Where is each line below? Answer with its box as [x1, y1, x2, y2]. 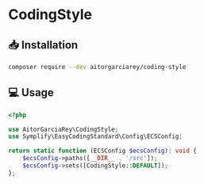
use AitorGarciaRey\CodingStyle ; [8, 125, 119, 133]
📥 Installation [8, 38, 79, 52]
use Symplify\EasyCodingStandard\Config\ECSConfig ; [8, 132, 183, 140]
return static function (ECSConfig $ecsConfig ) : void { [8, 147, 197, 155]
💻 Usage [8, 86, 54, 100]
